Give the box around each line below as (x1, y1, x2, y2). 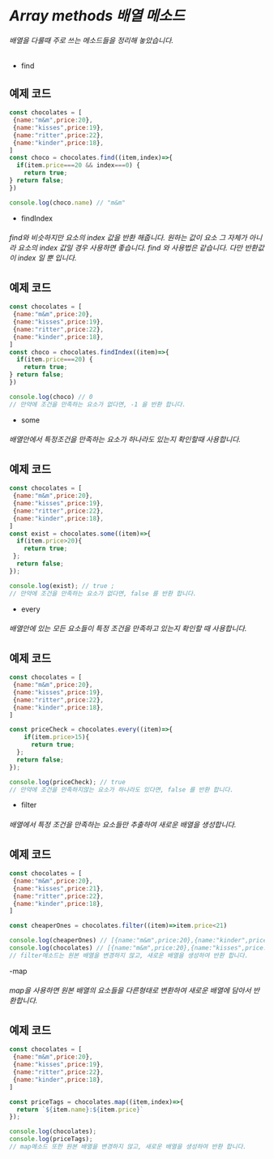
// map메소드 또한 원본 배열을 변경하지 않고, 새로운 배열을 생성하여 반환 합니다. (9, 1143, 246, 1151)
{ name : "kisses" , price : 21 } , (12, 884, 105, 892)
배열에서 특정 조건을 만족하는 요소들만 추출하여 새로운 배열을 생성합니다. (9, 820, 237, 830)
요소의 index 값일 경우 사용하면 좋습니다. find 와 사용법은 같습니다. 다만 (17, 243, 243, 253)
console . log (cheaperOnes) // (9, 937, 108, 945)
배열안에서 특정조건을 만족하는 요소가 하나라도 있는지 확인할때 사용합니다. (9, 435, 242, 444)
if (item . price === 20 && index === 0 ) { (16, 161, 140, 170)
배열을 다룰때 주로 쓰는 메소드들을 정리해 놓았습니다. (9, 35, 173, 45)
